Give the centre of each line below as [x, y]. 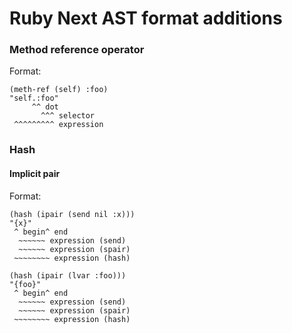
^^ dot [45, 107]
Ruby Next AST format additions [146, 18]
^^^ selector [68, 116]
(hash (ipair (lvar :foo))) [68, 275]
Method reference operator [77, 50]
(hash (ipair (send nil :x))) [72, 214]
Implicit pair [35, 173]
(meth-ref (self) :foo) [59, 90]
